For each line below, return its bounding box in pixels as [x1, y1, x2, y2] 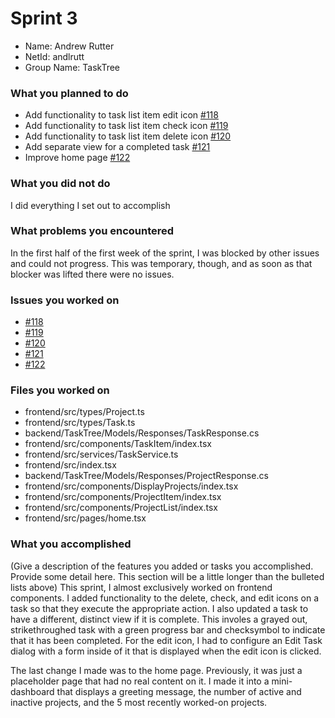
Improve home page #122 [24, 152, 131, 164]
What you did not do [10, 177, 111, 191]
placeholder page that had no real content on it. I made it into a [10, 675, 270, 687]
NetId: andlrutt [24, 50, 85, 62]
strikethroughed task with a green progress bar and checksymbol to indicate [10, 623, 326, 636]
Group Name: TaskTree [24, 61, 121, 73]
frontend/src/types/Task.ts [24, 417, 136, 429]
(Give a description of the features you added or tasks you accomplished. [10, 560, 314, 572]
